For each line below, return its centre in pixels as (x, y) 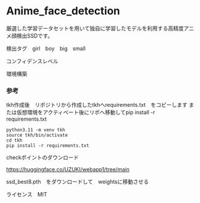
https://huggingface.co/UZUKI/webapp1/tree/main (68, 170)
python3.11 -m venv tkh (36, 130)
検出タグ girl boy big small (46, 48)
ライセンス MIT (27, 195)
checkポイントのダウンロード (43, 158)
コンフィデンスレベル (32, 61)
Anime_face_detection (63, 11)
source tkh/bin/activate (37, 136)
